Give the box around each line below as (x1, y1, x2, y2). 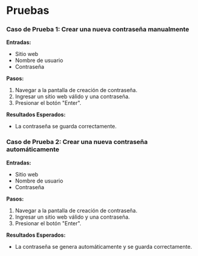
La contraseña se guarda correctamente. (14, 123, 117, 130)
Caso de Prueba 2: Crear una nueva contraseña (6, 138, 148, 146)
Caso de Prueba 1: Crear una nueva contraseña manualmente (6, 25, 190, 34)
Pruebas (6, 4, 49, 17)
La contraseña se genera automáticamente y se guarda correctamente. (14, 243, 192, 250)
